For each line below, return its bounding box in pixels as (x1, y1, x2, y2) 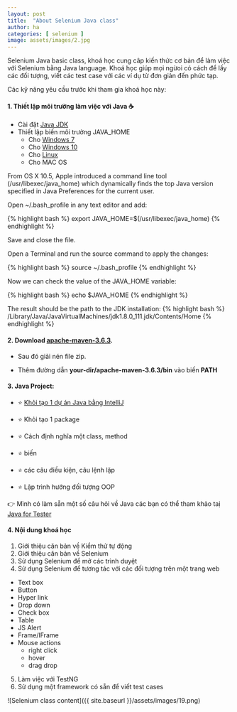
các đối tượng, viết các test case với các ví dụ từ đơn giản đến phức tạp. (7, 72, 219, 80)
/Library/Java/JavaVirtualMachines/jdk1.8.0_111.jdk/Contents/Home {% (7, 312, 212, 320)
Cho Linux (28, 151, 58, 159)
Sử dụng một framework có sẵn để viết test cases (17, 682, 164, 691)
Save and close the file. (7, 236, 76, 244)
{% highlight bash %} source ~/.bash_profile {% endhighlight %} (7, 264, 197, 272)
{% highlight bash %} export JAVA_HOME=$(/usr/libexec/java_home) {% (7, 215, 221, 223)
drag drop (28, 661, 58, 669)
